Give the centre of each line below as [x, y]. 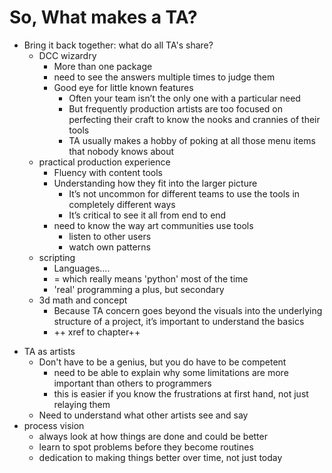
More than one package [103, 66]
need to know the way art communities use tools [153, 225]
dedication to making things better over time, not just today [160, 457]
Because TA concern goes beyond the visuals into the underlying [188, 310]
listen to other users [110, 236]
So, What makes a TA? [103, 17]
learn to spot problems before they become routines [146, 447]
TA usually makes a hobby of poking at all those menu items [192, 140]
